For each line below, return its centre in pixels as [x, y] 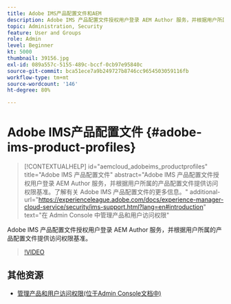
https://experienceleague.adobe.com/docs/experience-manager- [131, 199]
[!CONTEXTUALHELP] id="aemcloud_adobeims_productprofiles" [116, 166]
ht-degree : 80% [29, 90]
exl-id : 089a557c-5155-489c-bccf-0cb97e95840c [75, 65]
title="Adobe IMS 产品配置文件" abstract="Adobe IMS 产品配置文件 [119, 175]
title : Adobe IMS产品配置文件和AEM [54, 13]
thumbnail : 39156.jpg [38, 58]
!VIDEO [34, 252]
